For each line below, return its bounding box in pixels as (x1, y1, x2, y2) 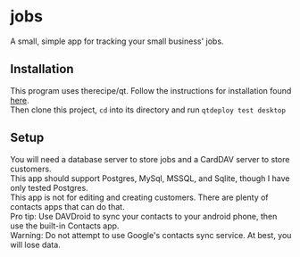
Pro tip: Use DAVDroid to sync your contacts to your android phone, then (10, 211, 278, 221)
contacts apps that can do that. (10, 201, 125, 211)
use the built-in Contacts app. (10, 220, 120, 231)
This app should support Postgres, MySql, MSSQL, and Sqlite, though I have (10, 172, 290, 184)
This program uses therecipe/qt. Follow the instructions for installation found (10, 85, 292, 95)
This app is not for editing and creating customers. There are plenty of (10, 192, 269, 203)
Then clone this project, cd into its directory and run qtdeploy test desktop (10, 104, 287, 115)
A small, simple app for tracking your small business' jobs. (10, 36, 224, 46)
